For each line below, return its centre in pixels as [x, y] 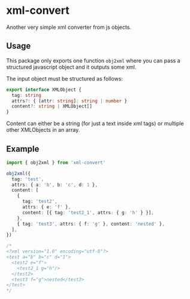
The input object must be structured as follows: [64, 78]
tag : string [27, 95]
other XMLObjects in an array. [43, 130]
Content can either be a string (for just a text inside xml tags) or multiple [95, 123]
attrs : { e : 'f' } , [46, 207]
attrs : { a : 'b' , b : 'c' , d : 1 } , [55, 185]
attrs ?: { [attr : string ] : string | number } [70, 101]
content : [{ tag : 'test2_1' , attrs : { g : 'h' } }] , [88, 212]
